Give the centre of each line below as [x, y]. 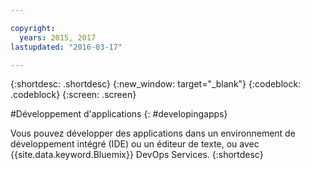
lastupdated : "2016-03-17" [66, 47]
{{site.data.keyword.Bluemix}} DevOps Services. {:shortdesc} [137, 155]
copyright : [33, 28]
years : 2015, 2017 [58, 37]
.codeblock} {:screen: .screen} [73, 95]
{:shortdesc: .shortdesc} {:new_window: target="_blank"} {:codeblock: [156, 84]
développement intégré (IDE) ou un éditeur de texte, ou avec [135, 144]
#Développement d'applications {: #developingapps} [119, 114]
